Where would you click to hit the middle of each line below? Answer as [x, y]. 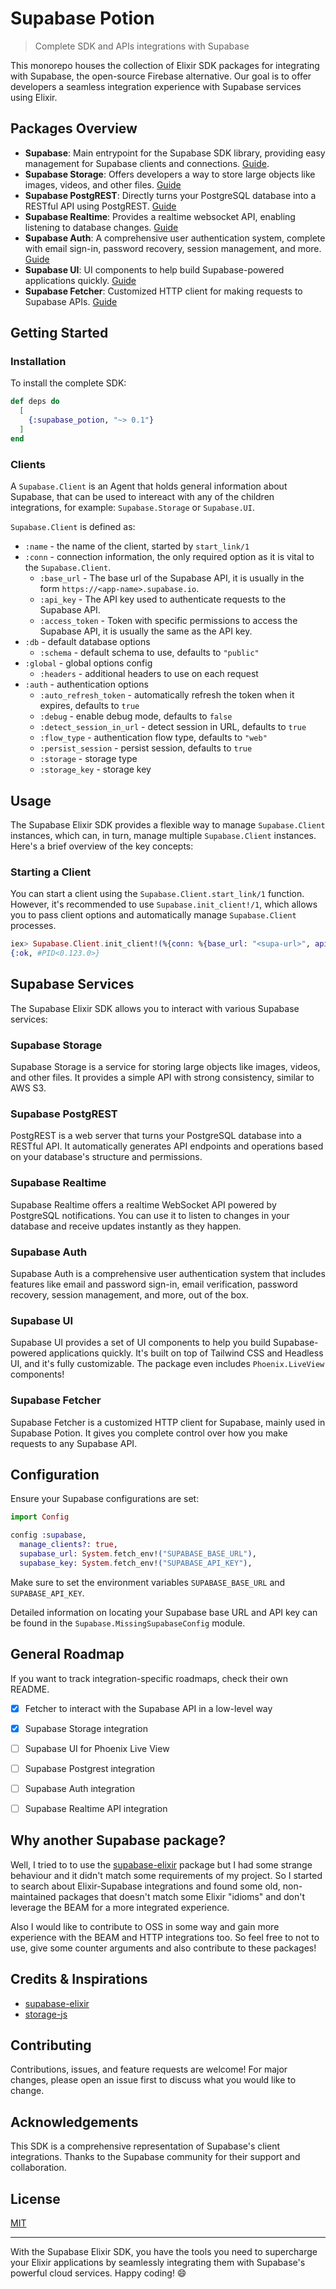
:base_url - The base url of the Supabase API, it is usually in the [172, 578]
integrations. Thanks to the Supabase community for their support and [155, 2157]
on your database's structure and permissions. [106, 1157]
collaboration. [38, 2168]
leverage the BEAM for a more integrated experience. [120, 1907]
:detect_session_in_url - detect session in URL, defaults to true [173, 727]
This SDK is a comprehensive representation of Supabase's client [145, 2146]
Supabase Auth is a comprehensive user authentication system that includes [168, 1273]
